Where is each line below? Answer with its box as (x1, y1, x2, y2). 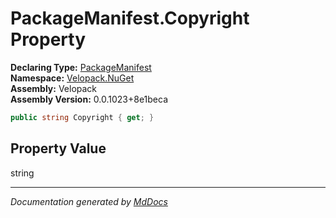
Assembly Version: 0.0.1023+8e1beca (10, 93, 169, 105)
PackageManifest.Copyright (10, 7, 250, 30)
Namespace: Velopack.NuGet (10, 72, 135, 84)
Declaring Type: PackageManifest (10, 61, 152, 73)
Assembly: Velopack (10, 82, 98, 94)
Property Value (10, 140, 107, 157)
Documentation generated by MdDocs (10, 195, 168, 207)
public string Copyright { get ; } (10, 112, 155, 122)
